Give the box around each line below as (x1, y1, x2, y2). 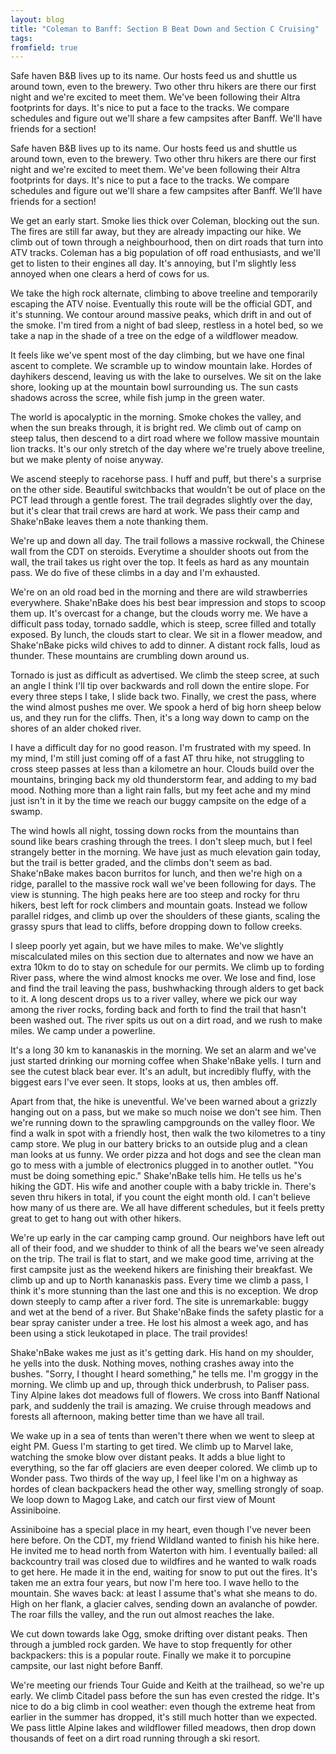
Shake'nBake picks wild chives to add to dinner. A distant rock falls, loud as (10, 639, 321, 651)
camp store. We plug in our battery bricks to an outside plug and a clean (10, 1138, 308, 1150)
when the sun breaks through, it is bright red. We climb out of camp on (10, 422, 302, 434)
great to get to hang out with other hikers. (10, 1212, 182, 1225)
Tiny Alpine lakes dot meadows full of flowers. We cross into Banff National (10, 1389, 320, 1401)
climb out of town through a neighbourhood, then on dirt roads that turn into (10, 236, 324, 248)
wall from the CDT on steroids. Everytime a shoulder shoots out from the (10, 546, 309, 558)
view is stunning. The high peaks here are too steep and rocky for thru (10, 889, 300, 901)
